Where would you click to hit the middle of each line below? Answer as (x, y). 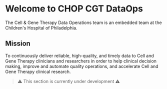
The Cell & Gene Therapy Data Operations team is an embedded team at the (83, 22)
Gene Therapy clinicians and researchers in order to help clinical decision (81, 61)
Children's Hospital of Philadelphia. (41, 27)
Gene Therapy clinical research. (38, 71)
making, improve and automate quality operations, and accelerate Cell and (82, 66)
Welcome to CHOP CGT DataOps (74, 9)
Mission (18, 44)
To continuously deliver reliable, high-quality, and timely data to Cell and (79, 55)
